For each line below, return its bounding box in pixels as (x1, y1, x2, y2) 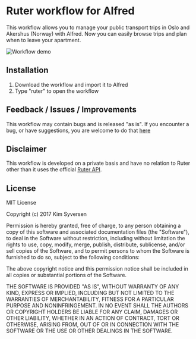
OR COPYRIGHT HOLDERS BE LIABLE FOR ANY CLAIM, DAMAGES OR (6, 308, 178, 316)
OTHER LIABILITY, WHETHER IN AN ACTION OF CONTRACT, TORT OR (6, 315, 179, 322)
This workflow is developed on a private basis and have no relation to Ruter (6, 159, 191, 167)
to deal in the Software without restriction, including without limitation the (6, 235, 185, 242)
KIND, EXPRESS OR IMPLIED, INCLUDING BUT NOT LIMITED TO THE (6, 290, 175, 297)
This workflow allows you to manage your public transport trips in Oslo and (6, 24, 190, 31)
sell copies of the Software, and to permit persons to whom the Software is (6, 247, 190, 255)
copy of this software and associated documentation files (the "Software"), (6, 228, 190, 236)
